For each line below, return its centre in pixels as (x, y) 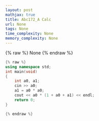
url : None (16, 24)
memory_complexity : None (32, 39)
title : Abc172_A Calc (28, 19)
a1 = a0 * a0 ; (29, 90)
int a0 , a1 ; (27, 81)
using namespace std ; (28, 67)
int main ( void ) (21, 72)
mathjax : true (20, 15)
